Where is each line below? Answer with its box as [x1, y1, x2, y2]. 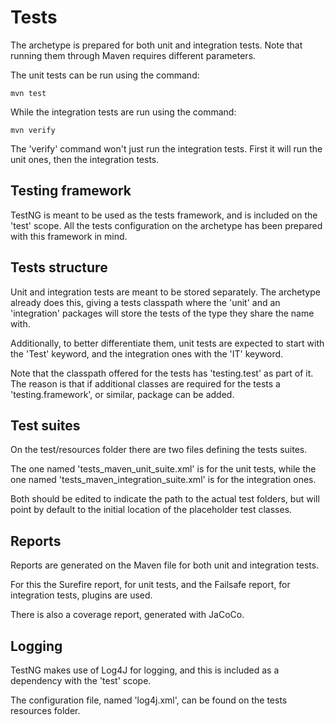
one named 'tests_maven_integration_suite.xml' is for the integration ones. [10, 474, 317, 486]
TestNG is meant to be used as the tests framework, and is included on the [10, 209, 318, 221]
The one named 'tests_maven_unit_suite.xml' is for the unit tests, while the [10, 463, 317, 475]
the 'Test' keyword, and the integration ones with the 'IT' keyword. [10, 347, 284, 360]
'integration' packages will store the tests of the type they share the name [10, 307, 315, 319]
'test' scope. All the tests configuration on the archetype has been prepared [10, 219, 323, 231]
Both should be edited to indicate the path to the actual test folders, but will [10, 493, 320, 505]
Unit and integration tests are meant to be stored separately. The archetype [10, 286, 321, 298]
